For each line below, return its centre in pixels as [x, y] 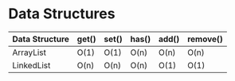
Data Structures [62, 14]
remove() [205, 39]
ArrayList [29, 52]
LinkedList [31, 65]
